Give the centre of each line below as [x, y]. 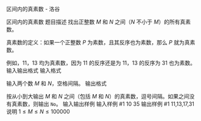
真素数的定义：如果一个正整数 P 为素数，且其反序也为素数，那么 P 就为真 [98, 42]
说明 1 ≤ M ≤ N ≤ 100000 [38, 112]
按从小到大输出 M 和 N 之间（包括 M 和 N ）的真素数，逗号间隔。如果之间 [98, 96]
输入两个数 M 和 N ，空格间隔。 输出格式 [56, 83]
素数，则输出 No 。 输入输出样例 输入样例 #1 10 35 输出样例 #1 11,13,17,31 [106, 104]
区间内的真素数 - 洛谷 [33, 9]
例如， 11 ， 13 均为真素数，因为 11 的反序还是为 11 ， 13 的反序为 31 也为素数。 [101, 63]
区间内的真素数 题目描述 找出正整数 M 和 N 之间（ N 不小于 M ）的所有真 [96, 22]
